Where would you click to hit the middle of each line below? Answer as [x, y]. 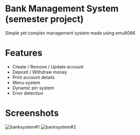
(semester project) [44, 19]
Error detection [28, 93]
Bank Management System [62, 9]
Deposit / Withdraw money [40, 72]
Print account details [34, 77]
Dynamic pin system [33, 88]
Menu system [26, 82]
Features [24, 53]
